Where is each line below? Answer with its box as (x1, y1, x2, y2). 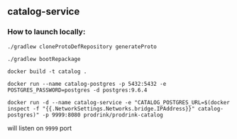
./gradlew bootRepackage (7, 55, 81, 62)
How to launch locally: (7, 27, 86, 37)
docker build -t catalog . (7, 67, 87, 75)
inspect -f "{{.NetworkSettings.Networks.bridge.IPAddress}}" (7, 105, 195, 112)
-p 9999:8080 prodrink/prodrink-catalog (42, 111, 163, 118)
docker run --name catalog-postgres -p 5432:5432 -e (7, 80, 167, 87)
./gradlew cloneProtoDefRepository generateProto (7, 43, 158, 50)
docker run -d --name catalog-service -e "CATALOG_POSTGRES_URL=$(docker (7, 99, 231, 106)
